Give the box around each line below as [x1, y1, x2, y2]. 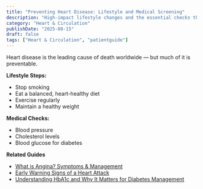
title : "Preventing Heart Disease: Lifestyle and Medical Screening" [6, 8, 185, 15]
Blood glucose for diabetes [14, 139, 83, 146]
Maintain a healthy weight [14, 103, 80, 110]
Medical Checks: [6, 114, 50, 122]
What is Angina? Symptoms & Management [14, 163, 123, 170]
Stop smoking [14, 84, 50, 91]
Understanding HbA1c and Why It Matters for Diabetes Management [14, 176, 184, 182]
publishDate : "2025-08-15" [6, 25, 74, 32]
